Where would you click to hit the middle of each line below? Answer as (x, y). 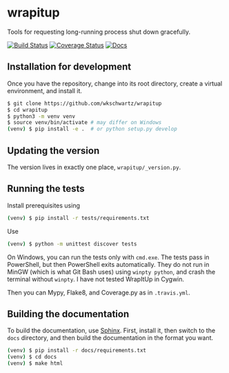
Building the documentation (68, 314)
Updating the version (53, 151)
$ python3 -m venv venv (41, 116)
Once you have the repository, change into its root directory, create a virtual (115, 83)
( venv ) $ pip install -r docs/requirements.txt (77, 351)
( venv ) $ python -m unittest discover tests (72, 244)
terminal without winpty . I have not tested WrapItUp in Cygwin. (96, 279)
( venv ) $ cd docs (32, 357)
